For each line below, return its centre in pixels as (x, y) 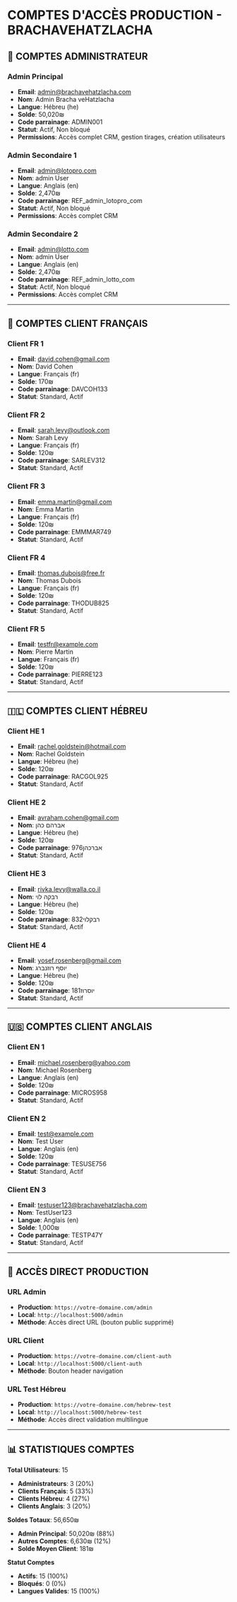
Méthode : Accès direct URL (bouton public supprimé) (96, 1322)
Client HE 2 (27, 802)
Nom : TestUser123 (45, 1213)
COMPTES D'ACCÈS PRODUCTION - (115, 15)
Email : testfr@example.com (58, 645)
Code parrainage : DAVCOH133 (62, 389)
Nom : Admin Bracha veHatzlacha (66, 99)
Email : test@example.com (55, 1134)
